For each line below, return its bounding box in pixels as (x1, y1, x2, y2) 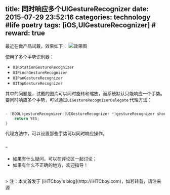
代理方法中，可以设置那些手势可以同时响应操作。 (5, 131, 107, 137)
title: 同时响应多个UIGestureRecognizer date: (5, 5, 149, 14)
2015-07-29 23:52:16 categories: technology (5, 13, 151, 22)
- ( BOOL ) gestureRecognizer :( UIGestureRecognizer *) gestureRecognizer (5, 111, 155, 116)
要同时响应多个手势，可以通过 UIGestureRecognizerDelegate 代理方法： (5, 97, 152, 103)
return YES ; (14, 116, 39, 121)
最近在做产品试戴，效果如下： (5, 43, 67, 49)
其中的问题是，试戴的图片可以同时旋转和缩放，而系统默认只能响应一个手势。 (5, 90, 165, 96)
